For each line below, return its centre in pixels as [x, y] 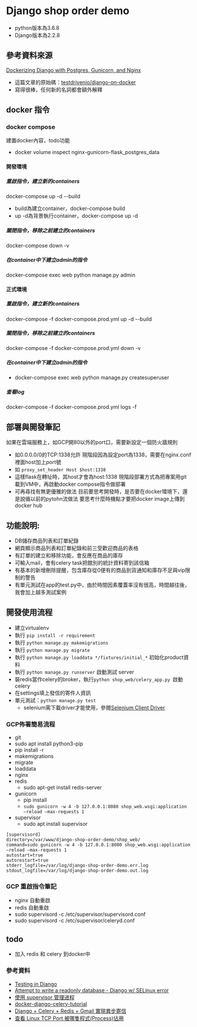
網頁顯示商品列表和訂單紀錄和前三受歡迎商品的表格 [76, 548]
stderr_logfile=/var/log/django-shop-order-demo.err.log [77, 866]
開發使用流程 [29, 613]
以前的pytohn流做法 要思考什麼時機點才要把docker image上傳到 [108, 499]
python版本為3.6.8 [37, 28]
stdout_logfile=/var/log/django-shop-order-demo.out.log [77, 871]
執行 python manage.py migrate [52, 650]
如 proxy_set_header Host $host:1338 [60, 469]
